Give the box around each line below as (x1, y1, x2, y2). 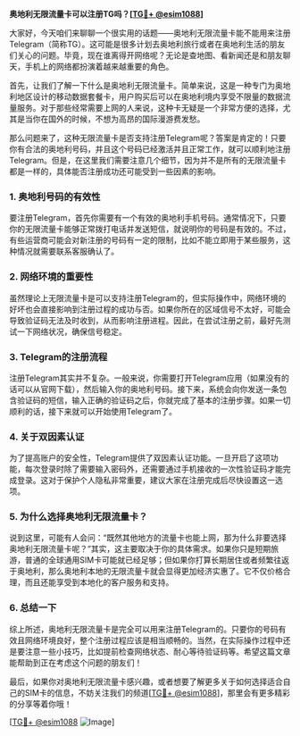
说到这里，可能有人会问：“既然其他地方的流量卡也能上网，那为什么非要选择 (9, 532, 287, 543)
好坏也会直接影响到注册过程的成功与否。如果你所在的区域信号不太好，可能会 (9, 304, 291, 314)
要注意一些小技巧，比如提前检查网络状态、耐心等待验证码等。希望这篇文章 (16, 646, 291, 657)
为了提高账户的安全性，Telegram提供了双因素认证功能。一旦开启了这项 (9, 453, 271, 464)
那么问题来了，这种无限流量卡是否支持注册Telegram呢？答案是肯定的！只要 (9, 133, 287, 143)
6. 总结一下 (9, 602, 57, 615)
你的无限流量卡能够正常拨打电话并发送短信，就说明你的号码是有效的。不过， (9, 223, 291, 235)
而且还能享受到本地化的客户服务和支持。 (24, 577, 174, 588)
